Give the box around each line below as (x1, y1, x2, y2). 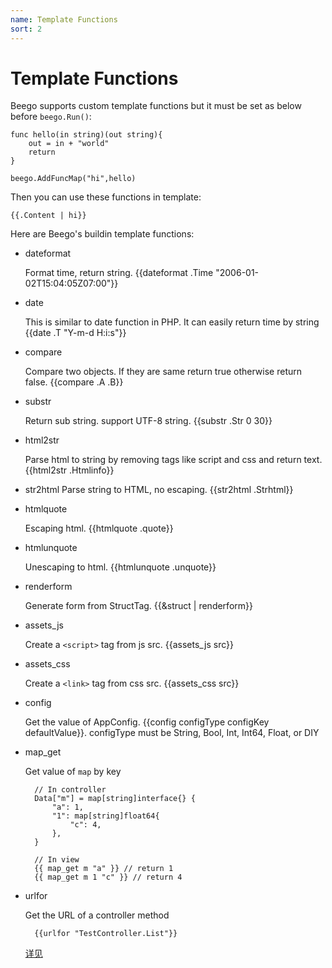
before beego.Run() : (10, 111, 92, 123)
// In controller (34, 785, 107, 795)
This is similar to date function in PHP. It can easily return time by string (24, 316, 320, 328)
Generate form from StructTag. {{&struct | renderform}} (24, 600, 253, 612)
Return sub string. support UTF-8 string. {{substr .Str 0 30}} (24, 415, 273, 427)
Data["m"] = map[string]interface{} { (34, 794, 196, 804)
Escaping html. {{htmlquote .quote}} (24, 522, 174, 535)
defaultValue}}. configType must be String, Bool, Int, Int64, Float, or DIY (24, 727, 320, 739)
